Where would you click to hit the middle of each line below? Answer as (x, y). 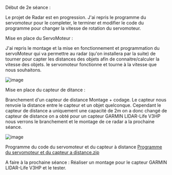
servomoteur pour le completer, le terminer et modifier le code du (75, 23)
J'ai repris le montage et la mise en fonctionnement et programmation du (83, 48)
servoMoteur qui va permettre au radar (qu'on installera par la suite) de (80, 54)
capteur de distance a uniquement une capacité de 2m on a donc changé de (86, 111)
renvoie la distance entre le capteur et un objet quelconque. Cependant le (83, 105)
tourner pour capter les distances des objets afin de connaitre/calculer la (82, 59)
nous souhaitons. (24, 70)
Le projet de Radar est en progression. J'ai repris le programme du (76, 17)
